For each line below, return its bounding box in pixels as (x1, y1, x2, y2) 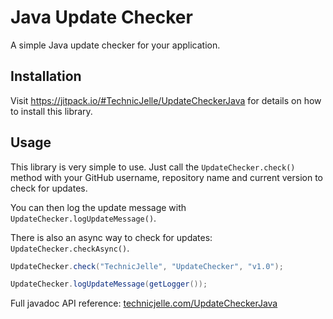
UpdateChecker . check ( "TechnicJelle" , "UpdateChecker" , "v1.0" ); (10, 261, 284, 271)
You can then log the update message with (10, 201, 187, 213)
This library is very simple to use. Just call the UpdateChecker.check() (10, 161, 296, 173)
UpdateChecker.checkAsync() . (10, 242, 130, 254)
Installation (10, 68, 82, 85)
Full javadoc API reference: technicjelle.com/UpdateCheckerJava (10, 297, 278, 310)
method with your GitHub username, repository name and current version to (10, 171, 323, 183)
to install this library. (10, 105, 93, 117)
